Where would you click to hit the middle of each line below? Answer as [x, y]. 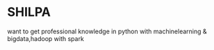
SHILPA [29, 12]
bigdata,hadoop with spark [46, 38]
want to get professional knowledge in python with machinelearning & [107, 31]
